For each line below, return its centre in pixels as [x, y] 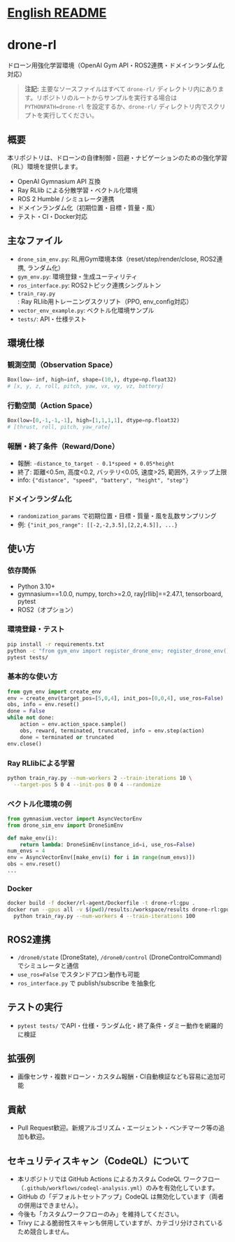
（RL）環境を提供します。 [44, 166]
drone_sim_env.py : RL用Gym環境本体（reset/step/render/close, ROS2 [117, 259]
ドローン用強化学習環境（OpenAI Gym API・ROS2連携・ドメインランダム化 [116, 65]
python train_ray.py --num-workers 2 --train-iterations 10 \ [100, 778]
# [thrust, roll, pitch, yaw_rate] [59, 427]
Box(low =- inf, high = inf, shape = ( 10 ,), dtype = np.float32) [92, 380]
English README [57, 13]
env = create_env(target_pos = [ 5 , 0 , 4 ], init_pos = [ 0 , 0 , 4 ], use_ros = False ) [115, 698]
